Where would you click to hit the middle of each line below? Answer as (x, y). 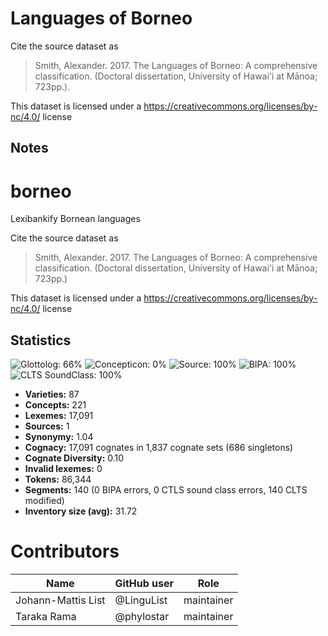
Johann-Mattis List (60, 600)
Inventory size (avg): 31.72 (81, 511)
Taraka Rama (46, 617)
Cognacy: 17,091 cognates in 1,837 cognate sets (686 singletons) (159, 448)
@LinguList (141, 600)
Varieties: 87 (52, 394)
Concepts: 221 (55, 405)
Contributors (65, 551)
